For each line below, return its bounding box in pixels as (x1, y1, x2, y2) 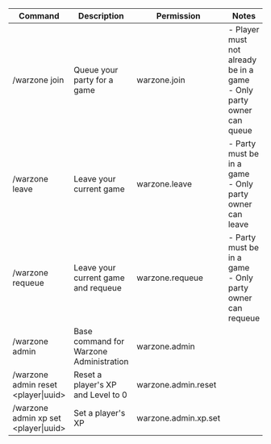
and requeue (73, 283, 123, 293)
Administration (73, 356, 129, 367)
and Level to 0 (73, 389, 127, 400)
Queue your (73, 65, 119, 75)
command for (73, 336, 125, 346)
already (227, 54, 256, 65)
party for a (73, 74, 114, 86)
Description (77, 10, 125, 21)
